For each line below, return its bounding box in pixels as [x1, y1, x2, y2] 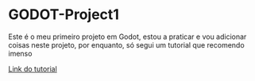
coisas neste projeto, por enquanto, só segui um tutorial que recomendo [8, 40, 245, 49]
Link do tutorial [8, 64, 57, 73]
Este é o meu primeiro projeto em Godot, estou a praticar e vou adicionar [8, 32, 247, 41]
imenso [8, 48, 33, 58]
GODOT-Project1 [8, 6, 119, 24]
